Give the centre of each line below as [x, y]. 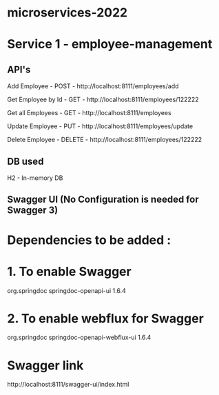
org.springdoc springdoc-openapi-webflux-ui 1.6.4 [79, 337]
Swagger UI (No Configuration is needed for [103, 200]
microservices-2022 [67, 13]
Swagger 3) [33, 211]
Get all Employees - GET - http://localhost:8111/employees [89, 113]
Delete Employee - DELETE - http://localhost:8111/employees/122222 [104, 140]
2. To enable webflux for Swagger [106, 318]
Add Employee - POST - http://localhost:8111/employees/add [93, 86]
